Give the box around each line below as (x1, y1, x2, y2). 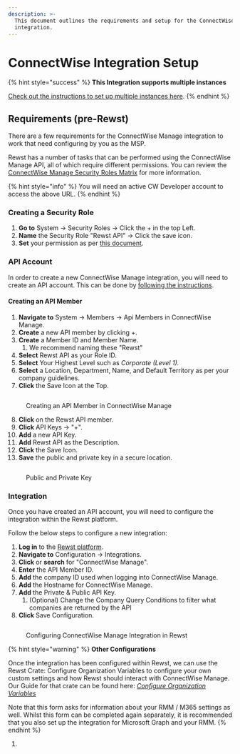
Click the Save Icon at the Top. (18, 381, 109, 390)
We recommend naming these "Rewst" (28, 343, 143, 352)
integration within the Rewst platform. (8, 515, 118, 524)
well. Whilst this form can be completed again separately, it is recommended (8, 710, 233, 719)
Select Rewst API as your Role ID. (18, 351, 117, 359)
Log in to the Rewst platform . (18, 542, 104, 551)
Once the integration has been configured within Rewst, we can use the (8, 659, 218, 668)
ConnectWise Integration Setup (8, 54, 199, 71)
